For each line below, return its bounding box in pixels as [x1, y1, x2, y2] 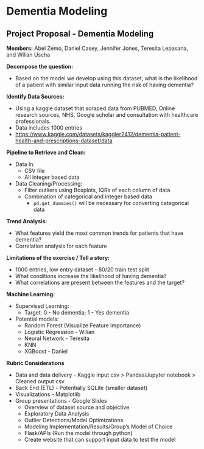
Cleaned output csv [15, 378, 65, 385]
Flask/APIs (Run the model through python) [24, 430, 133, 436]
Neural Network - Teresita [24, 335, 90, 342]
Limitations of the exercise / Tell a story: [6, 254, 110, 261]
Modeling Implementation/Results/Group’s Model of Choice [24, 423, 173, 430]
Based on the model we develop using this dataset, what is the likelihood [15, 75, 198, 82]
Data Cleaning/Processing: [15, 180, 83, 187]
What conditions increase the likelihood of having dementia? [15, 273, 167, 279]
